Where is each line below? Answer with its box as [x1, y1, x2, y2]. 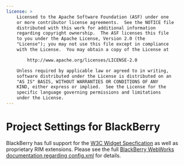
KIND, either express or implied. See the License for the [16, 84, 166, 90]
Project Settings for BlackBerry [6, 121, 161, 133]
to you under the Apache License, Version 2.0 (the [16, 36, 145, 42]
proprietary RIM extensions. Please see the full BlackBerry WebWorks [6, 146, 175, 153]
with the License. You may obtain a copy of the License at [16, 47, 169, 53]
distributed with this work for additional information [16, 25, 156, 31]
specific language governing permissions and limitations [16, 90, 161, 95]
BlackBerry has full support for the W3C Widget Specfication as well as [6, 139, 179, 146]
